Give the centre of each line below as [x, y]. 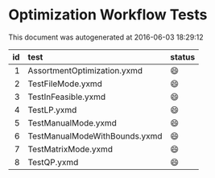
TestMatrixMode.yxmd [70, 149]
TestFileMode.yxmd [65, 84]
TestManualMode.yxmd [72, 122]
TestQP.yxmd [53, 162]
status [183, 56]
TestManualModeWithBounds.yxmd [95, 136]
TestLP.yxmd [52, 110]
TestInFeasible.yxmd [67, 97]
